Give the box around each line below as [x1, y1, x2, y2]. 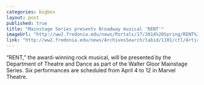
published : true [6, 20, 47, 26]
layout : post [6, 15, 39, 21]
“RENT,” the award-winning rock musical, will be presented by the [6, 54, 171, 61]
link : [6, 37, 20, 43]
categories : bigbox [6, 8, 56, 15]
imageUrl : [6, 32, 32, 38]
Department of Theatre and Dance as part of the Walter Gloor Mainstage [6, 60, 188, 67]
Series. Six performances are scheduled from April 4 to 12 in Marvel [6, 67, 176, 73]
